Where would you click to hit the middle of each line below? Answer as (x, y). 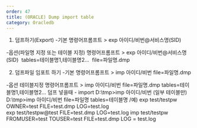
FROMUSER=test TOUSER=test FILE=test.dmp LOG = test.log (81, 119)
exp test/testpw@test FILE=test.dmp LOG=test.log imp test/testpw (87, 113)
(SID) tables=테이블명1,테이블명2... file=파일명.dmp (68, 60)
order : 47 (18, 12)
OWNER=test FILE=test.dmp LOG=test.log (58, 106)
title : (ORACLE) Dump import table (50, 17)
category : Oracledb (30, 22)
